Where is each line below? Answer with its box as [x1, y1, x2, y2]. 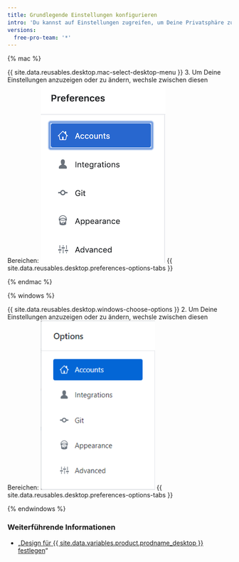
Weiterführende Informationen [7, 522, 116, 532]
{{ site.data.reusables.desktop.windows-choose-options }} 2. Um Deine [7, 306, 218, 314]
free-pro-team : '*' [14, 34, 72, 41]
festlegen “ [17, 546, 48, 554]
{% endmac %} [7, 278, 53, 286]
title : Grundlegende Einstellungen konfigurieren [7, 11, 158, 18]
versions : [7, 26, 37, 33]
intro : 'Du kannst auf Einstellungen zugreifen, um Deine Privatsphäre [7, 18, 224, 26]
